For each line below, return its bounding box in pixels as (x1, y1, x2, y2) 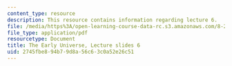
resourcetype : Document (7, 36, 76, 43)
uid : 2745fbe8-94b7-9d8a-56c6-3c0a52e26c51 (7, 49, 135, 56)
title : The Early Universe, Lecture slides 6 (7, 42, 140, 49)
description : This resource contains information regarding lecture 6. (7, 16, 217, 23)
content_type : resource (7, 10, 76, 17)
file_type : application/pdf (7, 29, 88, 36)
